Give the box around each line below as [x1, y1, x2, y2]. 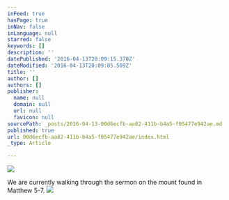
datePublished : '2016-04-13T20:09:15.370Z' [7, 56, 136, 63]
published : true [7, 127, 54, 134]
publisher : [7, 88, 39, 95]
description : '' [7, 49, 54, 56]
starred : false [7, 36, 52, 43]
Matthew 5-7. [7, 186, 45, 195]
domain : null [13, 101, 52, 108]
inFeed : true [7, 10, 45, 17]
